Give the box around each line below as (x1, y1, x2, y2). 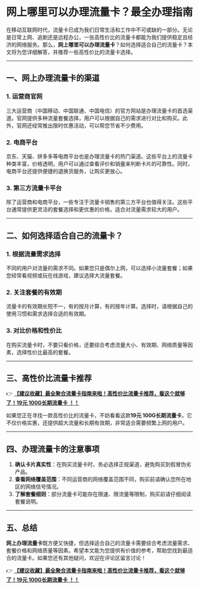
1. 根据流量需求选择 (6, 250, 61, 258)
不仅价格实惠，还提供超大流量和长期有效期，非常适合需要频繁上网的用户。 (6, 419, 188, 426)
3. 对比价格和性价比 (6, 327, 62, 335)
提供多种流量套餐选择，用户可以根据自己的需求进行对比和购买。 (26, 114, 182, 122)
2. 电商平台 (6, 138, 38, 146)
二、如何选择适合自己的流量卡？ (6, 230, 123, 240)
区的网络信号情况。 (14, 483, 62, 490)
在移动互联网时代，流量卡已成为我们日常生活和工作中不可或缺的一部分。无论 (6, 26, 193, 33)
